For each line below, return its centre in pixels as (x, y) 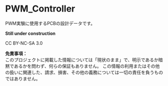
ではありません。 (23, 78)
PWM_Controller (40, 9)
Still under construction (30, 33)
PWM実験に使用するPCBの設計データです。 (50, 23)
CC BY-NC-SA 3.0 (24, 43)
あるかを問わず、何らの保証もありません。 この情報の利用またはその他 (87, 66)
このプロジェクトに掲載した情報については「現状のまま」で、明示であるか (82, 60)
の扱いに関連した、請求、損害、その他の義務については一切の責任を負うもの (84, 72)
